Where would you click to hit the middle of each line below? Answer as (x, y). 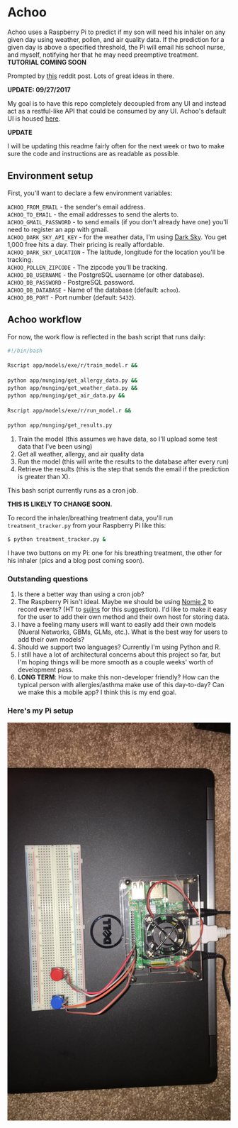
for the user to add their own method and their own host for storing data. (124, 617)
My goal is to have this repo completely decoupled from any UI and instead (117, 103)
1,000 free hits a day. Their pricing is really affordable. (86, 244)
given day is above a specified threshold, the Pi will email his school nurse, (116, 47)
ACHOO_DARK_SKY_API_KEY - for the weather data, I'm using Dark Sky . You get (117, 237)
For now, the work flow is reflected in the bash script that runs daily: (107, 336)
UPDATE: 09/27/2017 (39, 89)
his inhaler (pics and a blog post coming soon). (76, 561)
